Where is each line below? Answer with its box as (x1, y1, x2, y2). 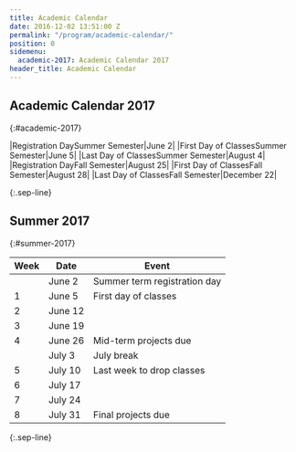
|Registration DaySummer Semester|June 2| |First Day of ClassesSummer (9, 140, 288, 151)
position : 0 (9, 38, 55, 48)
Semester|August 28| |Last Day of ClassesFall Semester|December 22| (9, 169, 278, 180)
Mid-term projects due (92, 334, 192, 347)
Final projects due (92, 408, 171, 421)
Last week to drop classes (92, 363, 206, 376)
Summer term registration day (92, 275, 222, 288)
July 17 (48, 378, 81, 391)
